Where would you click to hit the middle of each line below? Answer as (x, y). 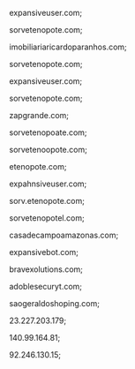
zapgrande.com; (39, 115)
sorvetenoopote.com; (49, 150)
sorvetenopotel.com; (47, 218)
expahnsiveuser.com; (48, 184)
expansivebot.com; (44, 252)
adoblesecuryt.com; (45, 286)
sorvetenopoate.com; (48, 132)
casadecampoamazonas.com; (64, 235)
